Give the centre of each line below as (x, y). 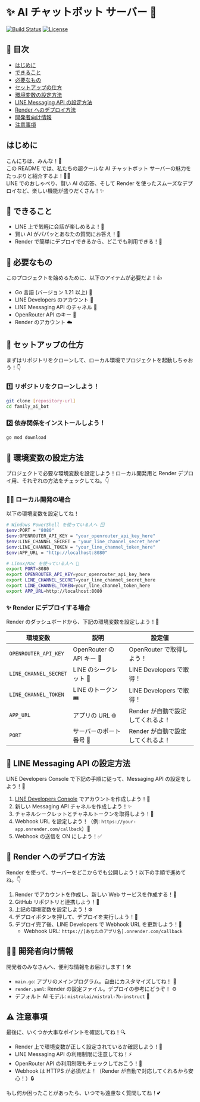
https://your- (118, 821)
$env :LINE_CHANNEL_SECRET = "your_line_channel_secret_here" (84, 541)
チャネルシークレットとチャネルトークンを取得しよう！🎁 (84, 814)
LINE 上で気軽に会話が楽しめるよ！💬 (60, 227)
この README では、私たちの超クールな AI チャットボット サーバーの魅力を (99, 168)
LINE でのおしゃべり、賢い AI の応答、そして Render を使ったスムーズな (94, 183)
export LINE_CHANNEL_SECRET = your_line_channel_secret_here (81, 580)
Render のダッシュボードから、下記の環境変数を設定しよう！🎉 (83, 622)
